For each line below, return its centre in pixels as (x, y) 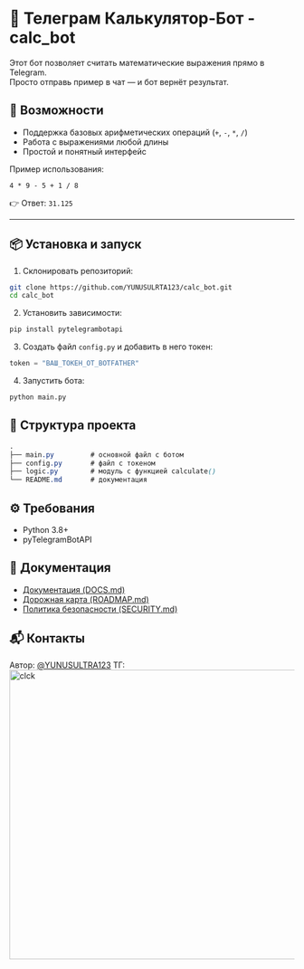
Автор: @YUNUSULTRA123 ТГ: (67, 665)
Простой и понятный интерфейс (84, 151)
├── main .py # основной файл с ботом (96, 455)
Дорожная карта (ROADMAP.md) (85, 599)
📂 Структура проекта (73, 426)
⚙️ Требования (52, 508)
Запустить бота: (53, 381)
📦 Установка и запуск (76, 245)
